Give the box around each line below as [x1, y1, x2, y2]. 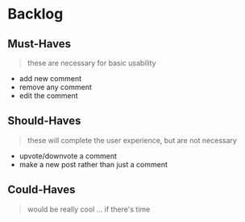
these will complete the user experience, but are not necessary [27, 135, 237, 145]
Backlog [7, 5, 64, 23]
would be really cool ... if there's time [27, 204, 151, 214]
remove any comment [19, 82, 92, 92]
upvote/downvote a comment [19, 150, 118, 161]
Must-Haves [7, 37, 72, 51]
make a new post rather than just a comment [19, 159, 168, 169]
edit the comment [19, 91, 78, 101]
